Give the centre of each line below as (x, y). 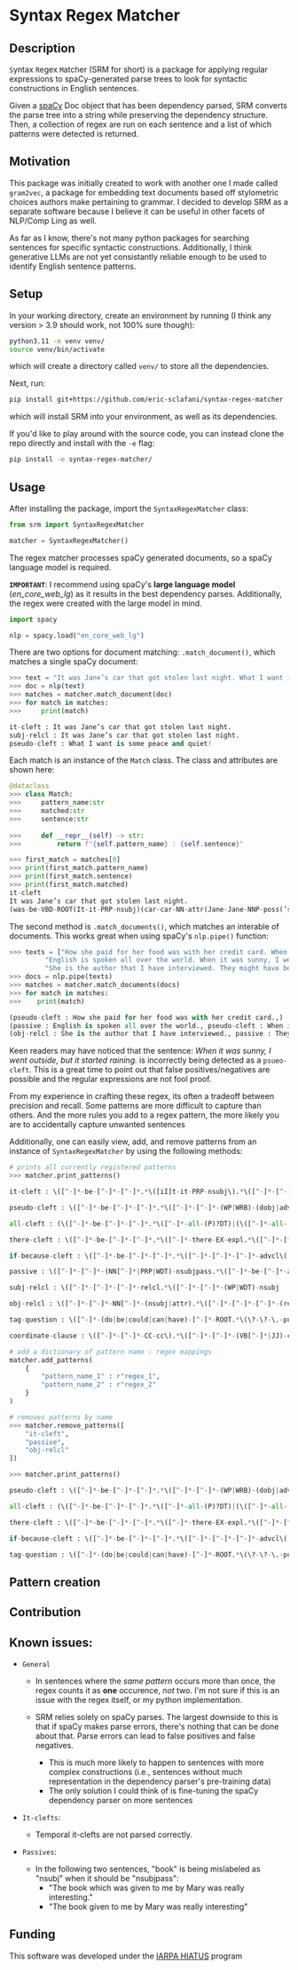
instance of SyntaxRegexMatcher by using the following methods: (126, 1151)
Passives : (39, 1852)
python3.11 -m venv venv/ (57, 341)
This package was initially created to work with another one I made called (143, 183)
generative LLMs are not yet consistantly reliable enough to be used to (138, 256)
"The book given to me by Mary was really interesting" (148, 1907)
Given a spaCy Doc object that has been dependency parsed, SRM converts (149, 106)
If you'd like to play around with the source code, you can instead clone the (147, 434)
